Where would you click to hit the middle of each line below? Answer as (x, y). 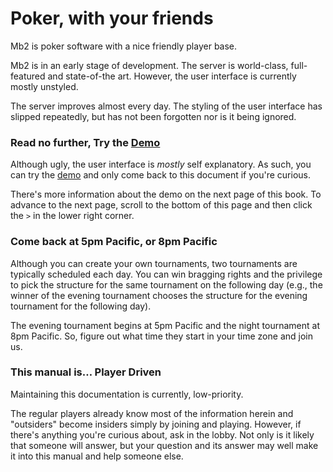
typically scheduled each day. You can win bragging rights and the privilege (166, 274)
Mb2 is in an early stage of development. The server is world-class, (149, 65)
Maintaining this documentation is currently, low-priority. (127, 394)
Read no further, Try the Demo (85, 142)
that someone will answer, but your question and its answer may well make (164, 445)
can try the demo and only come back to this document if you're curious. (161, 175)
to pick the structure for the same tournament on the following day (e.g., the (166, 284)
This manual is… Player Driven (86, 372)
